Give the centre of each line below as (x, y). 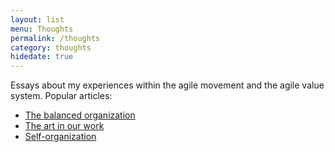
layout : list (37, 19)
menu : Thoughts (42, 29)
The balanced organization (80, 115)
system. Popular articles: (61, 96)
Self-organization (60, 137)
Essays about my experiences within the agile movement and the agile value (167, 85)
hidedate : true (42, 57)
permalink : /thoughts (55, 38)
